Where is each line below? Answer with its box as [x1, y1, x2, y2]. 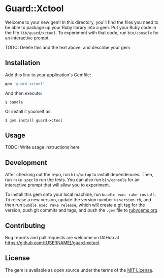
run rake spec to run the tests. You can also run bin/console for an [5, 177, 140, 183]
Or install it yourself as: [5, 108, 52, 114]
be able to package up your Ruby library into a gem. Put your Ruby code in [5, 24, 157, 30]
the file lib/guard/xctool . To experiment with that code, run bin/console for [5, 30, 159, 35]
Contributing [5, 221, 45, 230]
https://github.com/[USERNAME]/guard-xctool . [5, 240, 100, 246]
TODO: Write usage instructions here [5, 144, 80, 150]
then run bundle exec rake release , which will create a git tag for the [5, 202, 145, 208]
